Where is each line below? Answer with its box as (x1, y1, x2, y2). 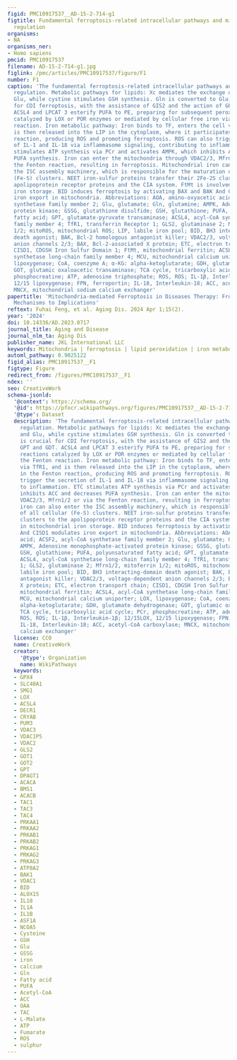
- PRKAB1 (13, 832, 39, 839)
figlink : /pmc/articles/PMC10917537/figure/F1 (7, 69, 147, 76)
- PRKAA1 (13, 818, 39, 825)
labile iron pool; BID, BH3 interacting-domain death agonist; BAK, (20, 569, 226, 576)
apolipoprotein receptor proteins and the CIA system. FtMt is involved (13, 181, 232, 188)
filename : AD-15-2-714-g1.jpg (7, 63, 97, 70)
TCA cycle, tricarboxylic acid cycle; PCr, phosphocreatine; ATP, (20, 608, 219, 616)
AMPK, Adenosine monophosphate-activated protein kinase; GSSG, (20, 542, 213, 550)
